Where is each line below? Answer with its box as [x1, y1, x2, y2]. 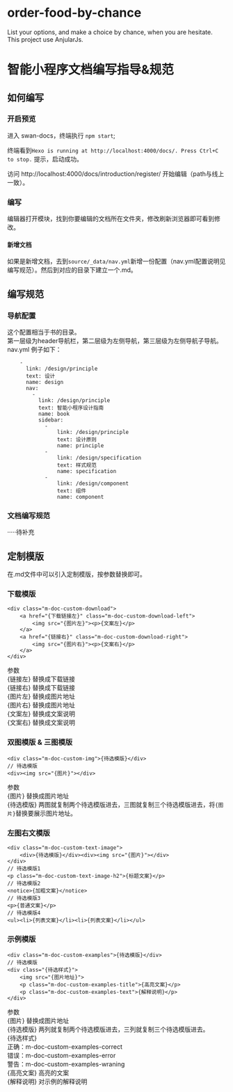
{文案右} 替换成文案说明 [7, 718, 75, 727]
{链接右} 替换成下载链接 [7, 684, 75, 692]
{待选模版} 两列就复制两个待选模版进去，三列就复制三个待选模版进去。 [7, 1025, 209, 1034]
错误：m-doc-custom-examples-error [7, 1052, 116, 1060]
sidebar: [38, 417, 64, 424]
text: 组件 [56, 488, 87, 495]
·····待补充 [7, 528, 35, 536]
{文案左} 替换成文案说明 [7, 709, 75, 718]
